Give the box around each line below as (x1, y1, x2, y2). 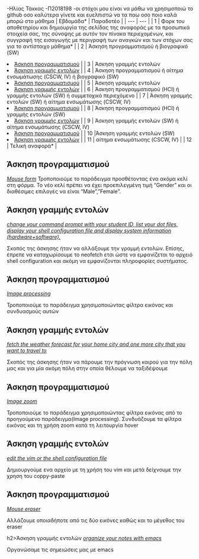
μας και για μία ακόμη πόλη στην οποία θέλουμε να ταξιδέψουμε (7, 365, 168, 372)
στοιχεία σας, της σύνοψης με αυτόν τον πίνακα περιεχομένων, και (7, 30, 174, 37)
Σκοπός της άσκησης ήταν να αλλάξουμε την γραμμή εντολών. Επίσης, (7, 245, 184, 252)
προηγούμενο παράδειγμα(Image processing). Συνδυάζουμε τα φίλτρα (7, 416, 182, 423)
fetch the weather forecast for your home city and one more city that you (7, 340, 186, 348)
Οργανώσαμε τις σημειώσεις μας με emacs (7, 546, 114, 553)
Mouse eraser (7, 505, 41, 512)
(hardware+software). (7, 233, 61, 240)
